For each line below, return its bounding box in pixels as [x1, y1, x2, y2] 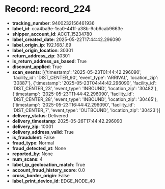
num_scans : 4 [12, 156, 43, 162]
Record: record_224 [5, 3, 91, 15]
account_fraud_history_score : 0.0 [12, 167, 85, 173]
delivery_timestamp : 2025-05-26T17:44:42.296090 [12, 118, 123, 124]
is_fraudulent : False [12, 134, 55, 140]
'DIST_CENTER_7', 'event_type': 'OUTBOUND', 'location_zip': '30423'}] [12, 107, 161, 113]
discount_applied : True [12, 64, 62, 70]
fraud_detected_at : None [12, 145, 66, 151]
